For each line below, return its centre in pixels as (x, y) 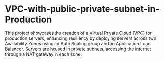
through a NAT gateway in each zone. (44, 54)
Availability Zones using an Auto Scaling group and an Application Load (78, 43)
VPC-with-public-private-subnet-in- (82, 9)
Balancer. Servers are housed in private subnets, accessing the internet (78, 49)
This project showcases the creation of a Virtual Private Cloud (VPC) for (79, 33)
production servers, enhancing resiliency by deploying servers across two (81, 38)
